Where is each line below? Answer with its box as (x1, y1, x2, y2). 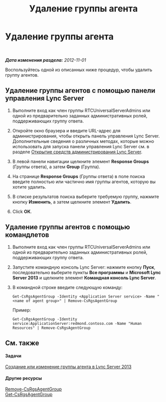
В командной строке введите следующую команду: (12, 284, 123, 290)
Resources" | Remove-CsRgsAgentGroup (12, 325, 91, 330)
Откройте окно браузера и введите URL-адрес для (12, 127, 121, 133)
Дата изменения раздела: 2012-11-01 (5, 57, 86, 63)
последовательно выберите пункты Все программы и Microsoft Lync (12, 269, 161, 275)
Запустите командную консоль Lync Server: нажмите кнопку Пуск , (12, 264, 156, 270)
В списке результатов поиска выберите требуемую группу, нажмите (12, 194, 159, 200)
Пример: (12, 307, 31, 313)
